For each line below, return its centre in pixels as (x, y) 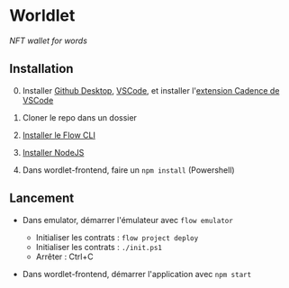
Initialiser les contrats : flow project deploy (117, 237)
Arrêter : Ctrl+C (64, 256)
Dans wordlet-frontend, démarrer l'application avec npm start (137, 274)
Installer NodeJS (53, 152)
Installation (41, 69)
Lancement (42, 198)
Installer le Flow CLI (59, 135)
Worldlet (42, 16)
